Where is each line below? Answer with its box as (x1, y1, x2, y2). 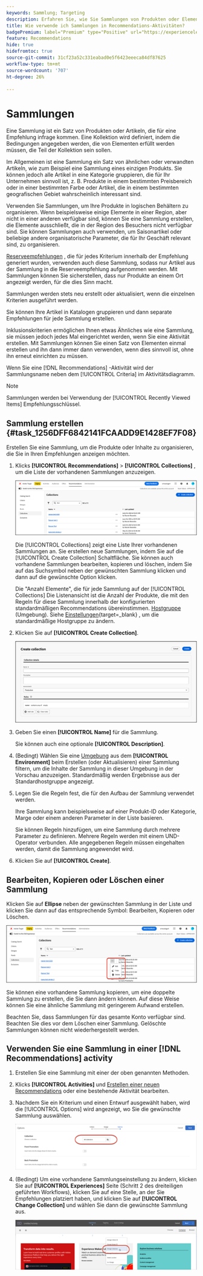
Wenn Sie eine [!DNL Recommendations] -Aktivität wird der (6, 364, 154, 371)
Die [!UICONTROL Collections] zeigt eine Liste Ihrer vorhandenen (14, 541, 178, 549)
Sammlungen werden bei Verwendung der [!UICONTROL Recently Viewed (6, 394, 190, 402)
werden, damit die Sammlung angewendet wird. (14, 845, 134, 852)
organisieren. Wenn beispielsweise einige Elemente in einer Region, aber (6, 209, 187, 216)
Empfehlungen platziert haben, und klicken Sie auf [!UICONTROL (14, 1195, 178, 1202)
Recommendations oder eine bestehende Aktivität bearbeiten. (14, 1087, 170, 1095)
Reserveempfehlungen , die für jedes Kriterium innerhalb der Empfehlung (6, 252, 188, 260)
